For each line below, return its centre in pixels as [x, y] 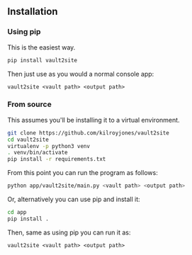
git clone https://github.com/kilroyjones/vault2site [89, 133]
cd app [17, 212]
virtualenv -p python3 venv [49, 146]
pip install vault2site [43, 60]
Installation [33, 12]
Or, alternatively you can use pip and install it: [74, 199]
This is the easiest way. [41, 47]
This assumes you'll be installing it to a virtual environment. [94, 120]
